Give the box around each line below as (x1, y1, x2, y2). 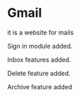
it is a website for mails (7, 28, 74, 37)
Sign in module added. (7, 41, 73, 50)
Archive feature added (7, 82, 73, 91)
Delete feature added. (7, 69, 71, 77)
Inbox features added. (7, 55, 72, 64)
